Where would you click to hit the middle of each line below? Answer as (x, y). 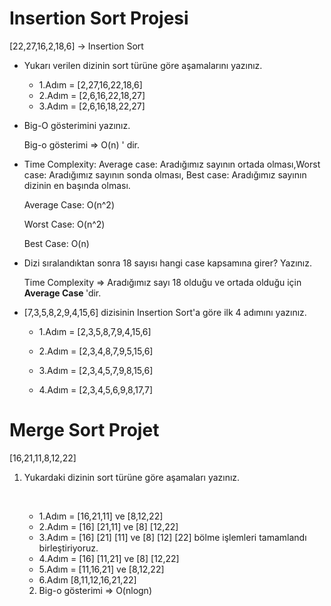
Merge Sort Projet (84, 430)
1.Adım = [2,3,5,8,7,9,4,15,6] (95, 331)
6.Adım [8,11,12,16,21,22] (87, 579)
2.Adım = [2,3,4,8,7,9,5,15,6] (96, 351)
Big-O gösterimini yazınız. (77, 125)
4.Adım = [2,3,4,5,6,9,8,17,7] (95, 389)
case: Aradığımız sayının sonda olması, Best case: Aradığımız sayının (165, 174)
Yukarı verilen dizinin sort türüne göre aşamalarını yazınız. (143, 65)
